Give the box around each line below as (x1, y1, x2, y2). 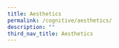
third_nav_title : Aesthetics (7, 30, 93, 37)
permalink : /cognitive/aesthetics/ (7, 17, 113, 24)
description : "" (7, 23, 55, 30)
